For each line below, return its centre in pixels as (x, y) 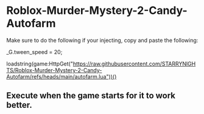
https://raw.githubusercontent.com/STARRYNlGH (134, 64)
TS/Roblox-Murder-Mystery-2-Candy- (54, 70)
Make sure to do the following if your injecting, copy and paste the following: (102, 40)
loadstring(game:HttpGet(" (40, 64)
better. (19, 105)
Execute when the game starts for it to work (91, 96)
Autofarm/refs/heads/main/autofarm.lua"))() (62, 76)
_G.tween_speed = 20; (34, 52)
